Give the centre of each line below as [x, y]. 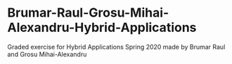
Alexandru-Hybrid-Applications [102, 27]
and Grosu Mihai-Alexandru [47, 54]
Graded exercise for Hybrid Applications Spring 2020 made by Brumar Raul [116, 47]
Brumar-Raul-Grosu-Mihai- [88, 13]
